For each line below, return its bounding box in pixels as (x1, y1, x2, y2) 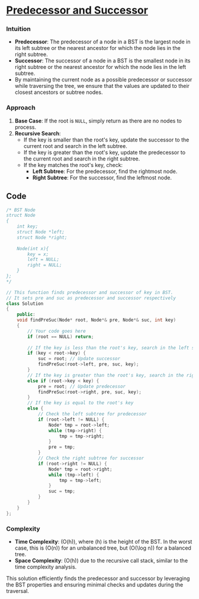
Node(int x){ (17, 245, 49, 251)
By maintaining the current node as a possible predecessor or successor (14, 76, 192, 83)
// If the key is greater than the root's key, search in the (27, 372, 184, 378)
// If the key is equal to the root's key (27, 400, 134, 406)
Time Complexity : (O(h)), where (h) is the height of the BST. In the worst (14, 538, 192, 546)
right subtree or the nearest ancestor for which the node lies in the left (14, 64, 187, 71)
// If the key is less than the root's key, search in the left (27, 345, 190, 351)
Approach (6, 103, 36, 112)
